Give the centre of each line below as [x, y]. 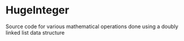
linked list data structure [35, 32]
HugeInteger [38, 10]
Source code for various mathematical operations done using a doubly [92, 26]
